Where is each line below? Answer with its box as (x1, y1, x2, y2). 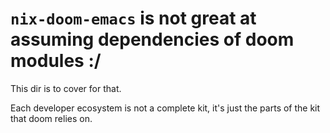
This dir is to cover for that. (10, 82, 122, 94)
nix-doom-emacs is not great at (10, 7, 257, 30)
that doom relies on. (10, 112, 93, 124)
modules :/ (10, 50, 102, 72)
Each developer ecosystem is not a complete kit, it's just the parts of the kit (10, 102, 321, 114)
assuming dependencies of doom (10, 28, 295, 51)
